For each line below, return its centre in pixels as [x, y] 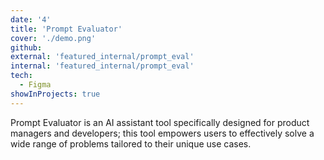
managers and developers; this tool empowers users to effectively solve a [162, 133]
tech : [21, 76]
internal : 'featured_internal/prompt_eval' [102, 66]
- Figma [35, 85]
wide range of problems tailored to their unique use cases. [131, 143]
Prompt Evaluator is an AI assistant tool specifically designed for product [160, 122]
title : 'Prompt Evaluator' [66, 29]
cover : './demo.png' [53, 38]
